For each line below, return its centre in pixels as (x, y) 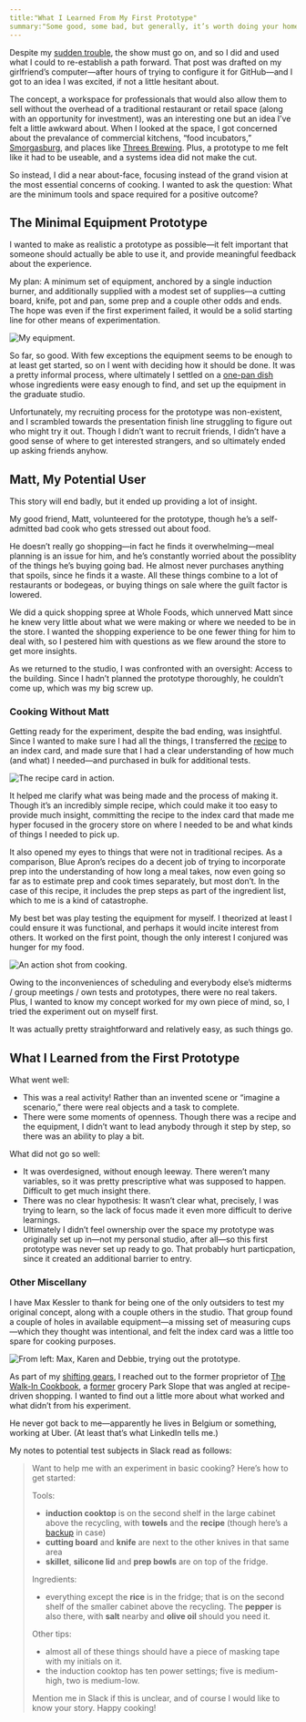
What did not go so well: (55, 1154)
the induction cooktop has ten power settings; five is (144, 1671)
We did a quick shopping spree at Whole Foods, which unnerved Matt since (151, 612)
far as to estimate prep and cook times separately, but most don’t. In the (145, 881)
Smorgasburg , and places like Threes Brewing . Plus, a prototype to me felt (149, 148)
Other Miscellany (48, 1283)
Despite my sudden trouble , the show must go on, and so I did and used (144, 52)
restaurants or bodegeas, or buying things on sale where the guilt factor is (149, 585)
